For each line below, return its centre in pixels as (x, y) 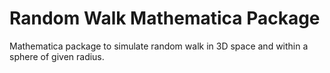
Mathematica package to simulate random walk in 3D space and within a (159, 46)
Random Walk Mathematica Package (165, 18)
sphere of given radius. (57, 56)
